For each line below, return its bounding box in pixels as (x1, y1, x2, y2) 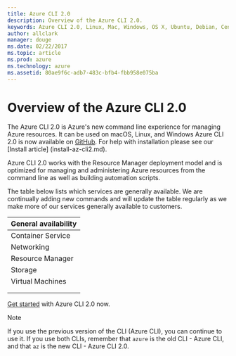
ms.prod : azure (7, 56, 52, 63)
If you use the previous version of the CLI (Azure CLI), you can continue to (7, 327, 223, 336)
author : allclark (7, 30, 58, 37)
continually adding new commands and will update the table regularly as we (7, 195, 227, 203)
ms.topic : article (7, 50, 61, 57)
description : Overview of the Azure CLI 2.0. (7, 17, 143, 24)
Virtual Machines (11, 276, 67, 286)
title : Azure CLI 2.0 (7, 10, 71, 18)
